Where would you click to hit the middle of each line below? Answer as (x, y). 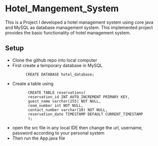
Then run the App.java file (39, 138)
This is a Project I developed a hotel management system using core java (79, 22)
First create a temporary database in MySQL (57, 65)
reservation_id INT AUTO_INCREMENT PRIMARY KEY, (79, 97)
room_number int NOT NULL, (56, 106)
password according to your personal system (58, 133)
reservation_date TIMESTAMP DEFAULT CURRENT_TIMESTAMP (85, 114)
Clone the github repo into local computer (55, 60)
